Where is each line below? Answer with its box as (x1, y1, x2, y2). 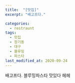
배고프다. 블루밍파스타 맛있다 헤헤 (5, 72, 71, 78)
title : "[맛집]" (5, 7, 39, 12)
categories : (5, 21, 30, 26)
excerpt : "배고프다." (5, 12, 46, 17)
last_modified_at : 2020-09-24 (5, 58, 68, 63)
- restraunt (9, 25, 35, 30)
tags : (5, 30, 16, 35)
